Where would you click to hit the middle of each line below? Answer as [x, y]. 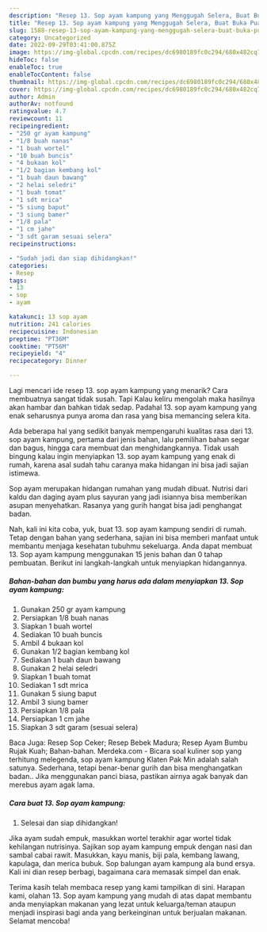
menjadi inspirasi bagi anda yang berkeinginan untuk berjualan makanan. [128, 912]
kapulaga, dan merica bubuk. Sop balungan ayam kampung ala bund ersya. [132, 863]
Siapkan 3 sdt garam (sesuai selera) [79, 727]
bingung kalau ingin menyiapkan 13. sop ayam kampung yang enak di [122, 456]
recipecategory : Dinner [48, 361]
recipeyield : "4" [38, 353]
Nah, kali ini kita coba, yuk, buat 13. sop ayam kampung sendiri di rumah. [128, 529]
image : [20, 52]
